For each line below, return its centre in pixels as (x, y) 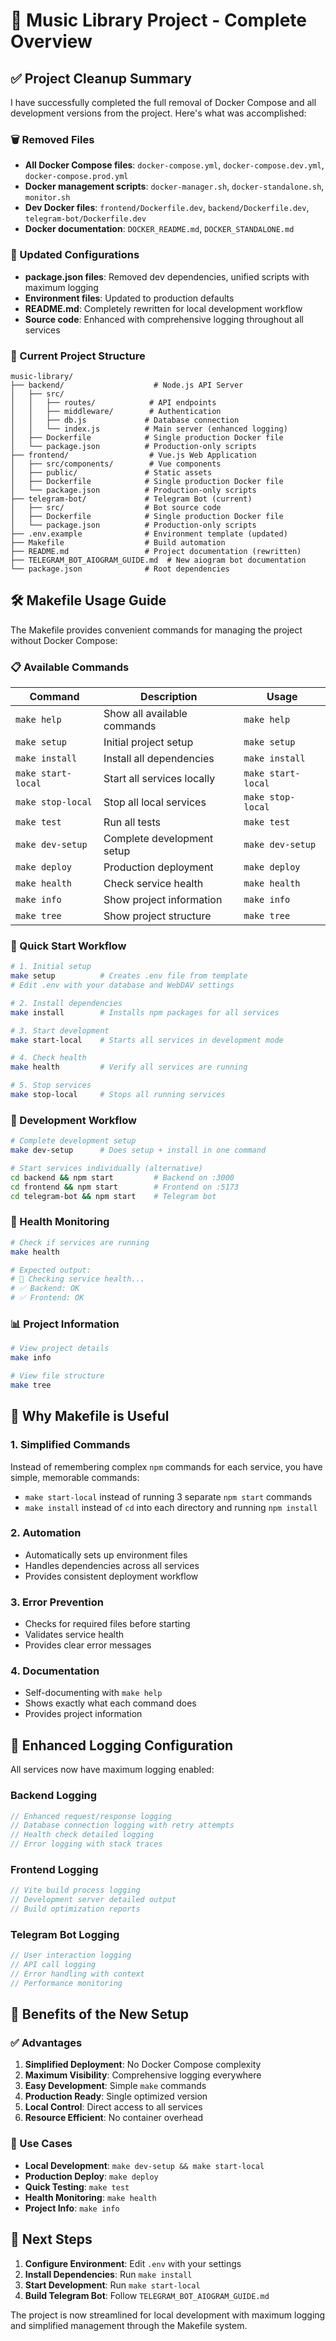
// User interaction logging (71, 1955)
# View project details (60, 1349)
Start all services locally (159, 778)
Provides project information (83, 1714)
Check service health (153, 883)
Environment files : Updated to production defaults (129, 298)
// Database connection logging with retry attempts (122, 1825)
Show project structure (157, 916)
